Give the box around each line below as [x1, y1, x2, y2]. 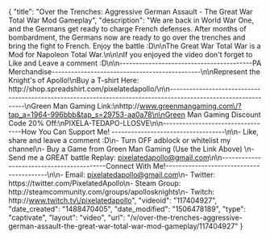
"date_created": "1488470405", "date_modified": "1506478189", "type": [8, 204, 247, 213]
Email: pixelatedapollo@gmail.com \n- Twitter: [64, 170, 216, 179]
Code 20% [8, 119, 44, 128]
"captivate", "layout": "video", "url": [8, 213, 126, 222]
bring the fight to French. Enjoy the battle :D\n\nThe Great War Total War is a [8, 41, 261, 51]
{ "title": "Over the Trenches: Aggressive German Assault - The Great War [8, 7, 253, 16]
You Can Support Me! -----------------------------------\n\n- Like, [38, 127, 260, 136]
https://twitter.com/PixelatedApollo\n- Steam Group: [8, 178, 181, 188]
